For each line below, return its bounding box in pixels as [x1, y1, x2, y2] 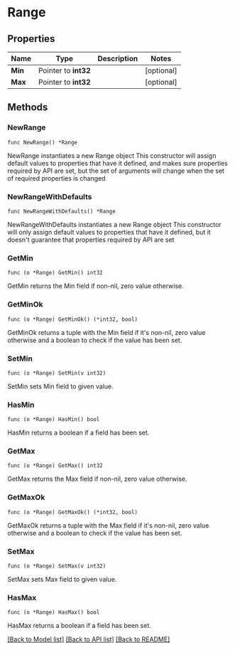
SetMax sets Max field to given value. [7, 575, 117, 584]
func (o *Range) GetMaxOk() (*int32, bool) [7, 508, 138, 516]
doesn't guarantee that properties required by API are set [7, 235, 175, 244]
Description [97, 54, 138, 63]
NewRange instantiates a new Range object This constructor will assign [7, 151, 217, 160]
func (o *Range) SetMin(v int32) [7, 369, 106, 377]
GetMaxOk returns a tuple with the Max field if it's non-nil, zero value [7, 521, 209, 530]
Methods [7, 101, 48, 114]
